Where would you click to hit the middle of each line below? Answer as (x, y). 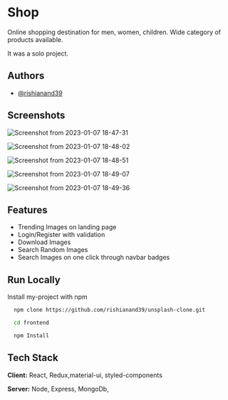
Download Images (44, 242)
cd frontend (32, 323)
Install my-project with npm (47, 297)
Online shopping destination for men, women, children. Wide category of (114, 32)
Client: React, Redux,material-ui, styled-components (85, 375)
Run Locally (34, 279)
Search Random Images (53, 250)
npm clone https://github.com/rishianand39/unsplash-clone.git (109, 310)
